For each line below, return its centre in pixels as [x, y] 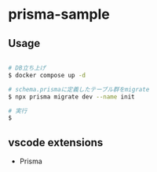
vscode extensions [56, 142]
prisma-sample [59, 14]
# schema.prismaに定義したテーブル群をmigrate [79, 89]
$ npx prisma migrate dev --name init [71, 97]
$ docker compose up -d [47, 75]
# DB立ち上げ [27, 68]
